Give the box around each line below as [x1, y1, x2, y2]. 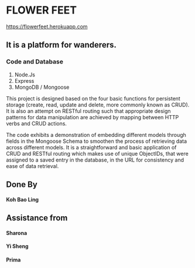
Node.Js [14, 71, 35, 78]
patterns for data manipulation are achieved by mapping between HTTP [6, 113, 179, 120]
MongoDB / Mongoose [14, 83, 70, 91]
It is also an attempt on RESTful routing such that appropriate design [6, 107, 171, 115]
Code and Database [6, 58, 63, 66]
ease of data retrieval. [6, 162, 59, 169]
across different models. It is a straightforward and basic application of [6, 143, 177, 150]
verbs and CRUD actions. [6, 120, 67, 127]
